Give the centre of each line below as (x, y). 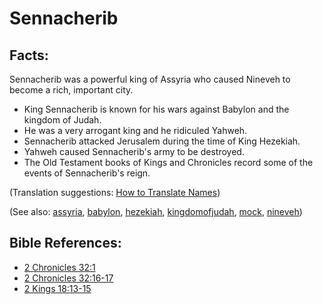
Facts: (29, 55)
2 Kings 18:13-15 (57, 288)
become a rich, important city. (71, 90)
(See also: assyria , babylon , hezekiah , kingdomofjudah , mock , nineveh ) (156, 211)
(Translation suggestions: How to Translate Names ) (115, 192)
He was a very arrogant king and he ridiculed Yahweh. (135, 130)
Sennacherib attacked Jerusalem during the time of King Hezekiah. (162, 141)
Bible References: (65, 243)
